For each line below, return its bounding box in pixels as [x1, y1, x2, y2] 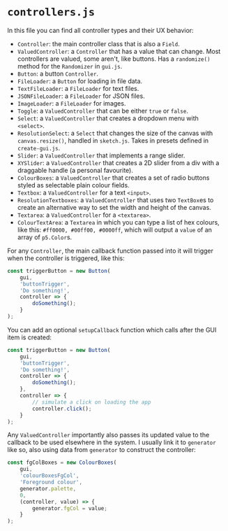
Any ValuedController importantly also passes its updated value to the [7, 431, 210, 439]
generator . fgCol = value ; [32, 504, 108, 512]
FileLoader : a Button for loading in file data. [17, 76, 143, 85]
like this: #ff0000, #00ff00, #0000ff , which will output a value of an [17, 225, 213, 234]
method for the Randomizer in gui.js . [17, 62, 123, 70]
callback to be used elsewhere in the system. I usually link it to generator [7, 438, 216, 446]
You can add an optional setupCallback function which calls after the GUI [7, 325, 217, 334]
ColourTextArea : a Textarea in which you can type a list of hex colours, [17, 218, 220, 226]
